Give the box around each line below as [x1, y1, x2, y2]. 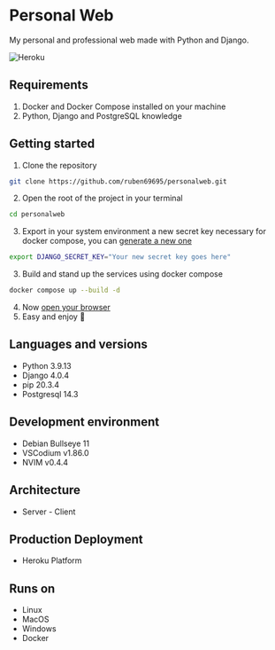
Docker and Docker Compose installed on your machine [21, 101, 226, 112]
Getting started [9, 137, 95, 152]
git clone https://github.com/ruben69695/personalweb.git [9, 176, 227, 186]
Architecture [9, 482, 81, 497]
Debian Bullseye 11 [21, 438, 90, 449]
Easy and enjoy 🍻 [21, 311, 86, 322]
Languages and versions [9, 337, 149, 352]
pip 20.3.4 [21, 379, 60, 390]
